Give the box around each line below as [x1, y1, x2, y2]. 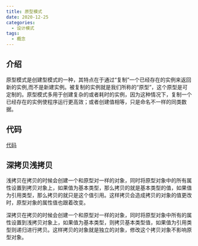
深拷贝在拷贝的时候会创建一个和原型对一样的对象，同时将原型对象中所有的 [6, 212, 187, 219]
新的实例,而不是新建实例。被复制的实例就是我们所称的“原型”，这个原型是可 [6, 83, 188, 90]
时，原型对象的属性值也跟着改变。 [6, 199, 89, 206]
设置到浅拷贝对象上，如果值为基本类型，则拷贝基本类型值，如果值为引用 [11, 219, 187, 226]
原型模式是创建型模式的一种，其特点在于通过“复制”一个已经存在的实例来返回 [6, 76, 192, 83]
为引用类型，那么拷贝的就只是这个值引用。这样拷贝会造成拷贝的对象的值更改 [6, 192, 192, 199]
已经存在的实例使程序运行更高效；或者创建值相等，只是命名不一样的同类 [6, 98, 181, 105]
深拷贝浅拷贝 [6, 160, 53, 170]
